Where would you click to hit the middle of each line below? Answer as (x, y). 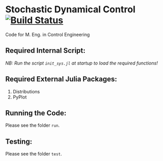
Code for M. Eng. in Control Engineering (48, 34)
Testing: (19, 141)
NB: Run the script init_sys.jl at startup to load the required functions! (81, 63)
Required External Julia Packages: (61, 79)
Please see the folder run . (33, 125)
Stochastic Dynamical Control (70, 9)
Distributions (26, 91)
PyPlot (20, 97)
